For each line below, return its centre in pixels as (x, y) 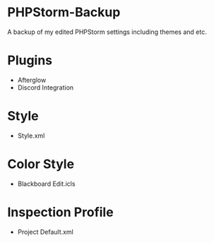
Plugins (30, 60)
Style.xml (31, 136)
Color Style (41, 164)
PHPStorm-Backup (64, 12)
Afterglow (32, 80)
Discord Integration (46, 87)
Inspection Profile (61, 212)
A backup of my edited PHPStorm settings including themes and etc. (107, 32)
